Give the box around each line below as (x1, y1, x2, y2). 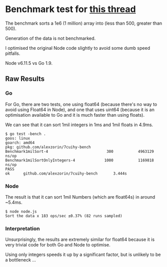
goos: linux (5, 136, 30, 141)
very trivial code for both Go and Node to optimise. (5, 242, 111, 248)
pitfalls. (5, 50, 21, 56)
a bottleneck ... (5, 257, 36, 263)
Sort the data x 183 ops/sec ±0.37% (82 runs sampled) (5, 213, 123, 218)
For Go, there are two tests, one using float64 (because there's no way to (5, 101, 157, 107)
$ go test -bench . (5, 131, 46, 136)
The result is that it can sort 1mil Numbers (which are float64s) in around (5, 194, 155, 200)
